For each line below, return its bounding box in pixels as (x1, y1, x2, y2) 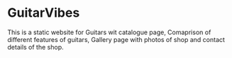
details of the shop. (7, 43, 64, 51)
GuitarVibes (7, 5, 80, 21)
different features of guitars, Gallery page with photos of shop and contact (7, 35, 226, 43)
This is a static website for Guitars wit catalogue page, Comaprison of (7, 28, 211, 36)
